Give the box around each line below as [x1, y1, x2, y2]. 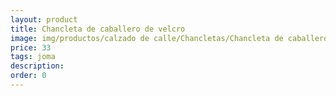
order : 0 [10, 71, 47, 81]
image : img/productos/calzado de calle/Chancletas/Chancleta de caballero [10, 33, 329, 43]
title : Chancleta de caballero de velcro [10, 24, 186, 34]
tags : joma [10, 52, 56, 62]
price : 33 [10, 42, 52, 53]
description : [10, 61, 65, 71]
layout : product [10, 14, 78, 25]
